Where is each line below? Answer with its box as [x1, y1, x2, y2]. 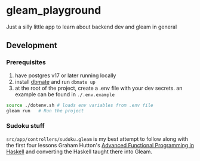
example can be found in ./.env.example [14, 90, 115, 98]
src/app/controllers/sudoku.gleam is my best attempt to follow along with [6, 135, 189, 143]
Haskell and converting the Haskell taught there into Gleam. [6, 148, 152, 155]
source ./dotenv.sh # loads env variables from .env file [6, 102, 153, 108]
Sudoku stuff [6, 122, 45, 130]
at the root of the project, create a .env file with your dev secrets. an [14, 84, 183, 91]
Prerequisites [6, 58, 46, 67]
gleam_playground [6, 4, 101, 17]
